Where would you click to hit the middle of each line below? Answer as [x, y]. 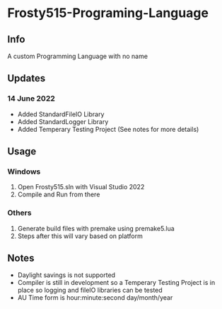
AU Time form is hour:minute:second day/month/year [95, 298]
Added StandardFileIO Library [61, 114]
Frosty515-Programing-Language [108, 13]
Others [19, 213]
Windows [24, 172]
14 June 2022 [31, 99]
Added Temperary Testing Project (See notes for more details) [108, 129]
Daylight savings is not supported [66, 275]
